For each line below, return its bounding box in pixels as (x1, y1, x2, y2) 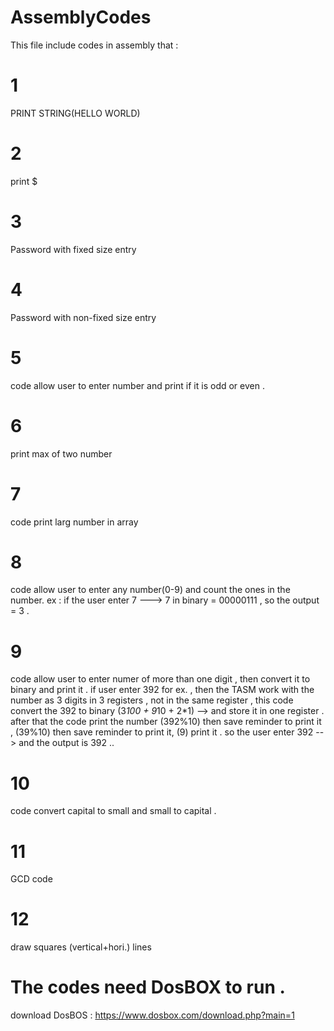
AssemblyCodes (10, 6, 152, 29)
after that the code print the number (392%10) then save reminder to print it (10, 716, 322, 728)
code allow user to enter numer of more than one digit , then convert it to (10, 673, 311, 685)
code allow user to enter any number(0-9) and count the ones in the (10, 584, 291, 596)
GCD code (10, 873, 53, 885)
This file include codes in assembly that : (10, 39, 179, 51)
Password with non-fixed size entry (10, 311, 157, 323)
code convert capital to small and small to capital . (10, 805, 217, 817)
